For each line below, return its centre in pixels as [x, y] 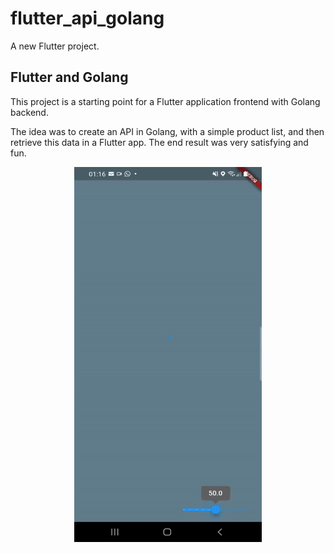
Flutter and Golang [69, 77]
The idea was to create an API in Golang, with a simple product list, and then [167, 131]
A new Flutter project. [55, 46]
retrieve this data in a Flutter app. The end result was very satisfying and [159, 142]
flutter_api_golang [87, 18]
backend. [29, 112]
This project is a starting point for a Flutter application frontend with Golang [165, 101]
